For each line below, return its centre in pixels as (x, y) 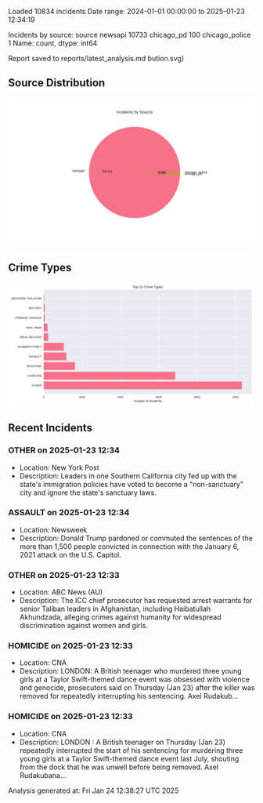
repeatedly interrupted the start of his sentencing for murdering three (131, 750)
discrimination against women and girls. (84, 626)
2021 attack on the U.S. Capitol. (70, 554)
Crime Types (40, 268)
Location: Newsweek (53, 529)
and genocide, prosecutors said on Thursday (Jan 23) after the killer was (137, 688)
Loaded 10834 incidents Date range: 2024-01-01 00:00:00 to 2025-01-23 (126, 11)
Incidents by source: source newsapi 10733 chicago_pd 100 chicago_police (130, 35)
